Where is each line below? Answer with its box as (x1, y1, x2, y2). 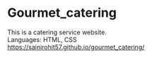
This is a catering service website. (7, 28, 107, 36)
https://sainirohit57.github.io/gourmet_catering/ (7, 43, 145, 51)
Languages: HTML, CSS (7, 35, 78, 43)
